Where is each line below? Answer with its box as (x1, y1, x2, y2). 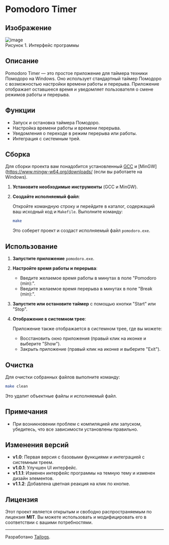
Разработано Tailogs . (5, 534, 51, 540)
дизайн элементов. (12, 476, 54, 482)
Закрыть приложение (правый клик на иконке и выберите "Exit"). (20, 346, 161, 352)
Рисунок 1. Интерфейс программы (5, 42, 79, 48)
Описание (5, 57, 39, 65)
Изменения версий (5, 441, 69, 449)
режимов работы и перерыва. (5, 92, 70, 98)
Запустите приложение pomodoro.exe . (12, 256, 95, 262)
